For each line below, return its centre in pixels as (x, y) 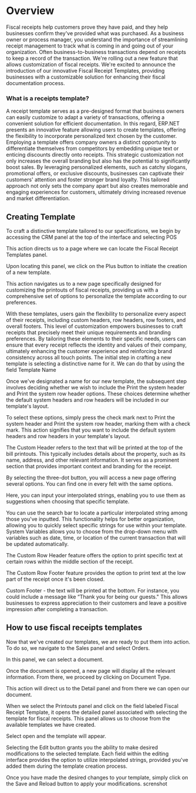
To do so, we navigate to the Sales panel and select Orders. (78, 648)
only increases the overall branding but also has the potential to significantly (98, 161)
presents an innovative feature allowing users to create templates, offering (96, 130)
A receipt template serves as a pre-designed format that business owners (95, 111)
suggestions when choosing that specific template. (68, 501)
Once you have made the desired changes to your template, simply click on (97, 777)
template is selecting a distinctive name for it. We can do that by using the (95, 364)
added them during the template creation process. (67, 766)
